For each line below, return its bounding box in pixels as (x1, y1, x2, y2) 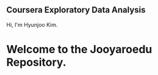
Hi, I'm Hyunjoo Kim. (6, 21, 58, 28)
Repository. (6, 55, 66, 69)
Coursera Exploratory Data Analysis (6, 5, 146, 15)
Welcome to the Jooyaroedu (6, 43, 153, 56)
